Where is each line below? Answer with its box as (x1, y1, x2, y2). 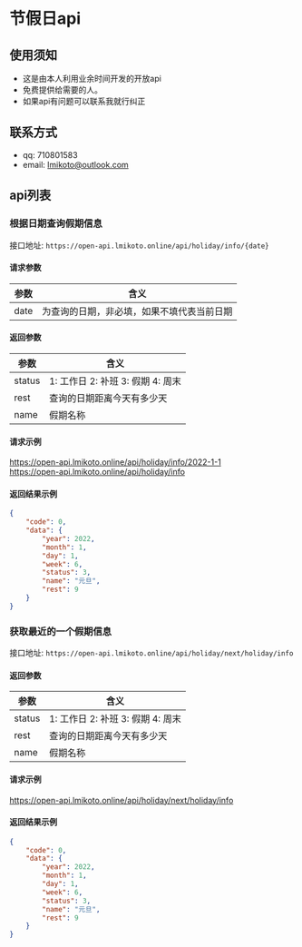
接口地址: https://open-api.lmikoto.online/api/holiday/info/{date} (9, 240, 269, 251)
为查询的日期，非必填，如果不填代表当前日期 (42, 305, 233, 318)
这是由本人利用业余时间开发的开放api (22, 74, 161, 84)
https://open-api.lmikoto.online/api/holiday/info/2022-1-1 (9, 457, 222, 468)
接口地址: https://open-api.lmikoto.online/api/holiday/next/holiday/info (9, 647, 294, 658)
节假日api (9, 8, 82, 29)
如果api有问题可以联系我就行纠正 (22, 96, 146, 106)
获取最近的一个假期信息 (9, 625, 112, 637)
